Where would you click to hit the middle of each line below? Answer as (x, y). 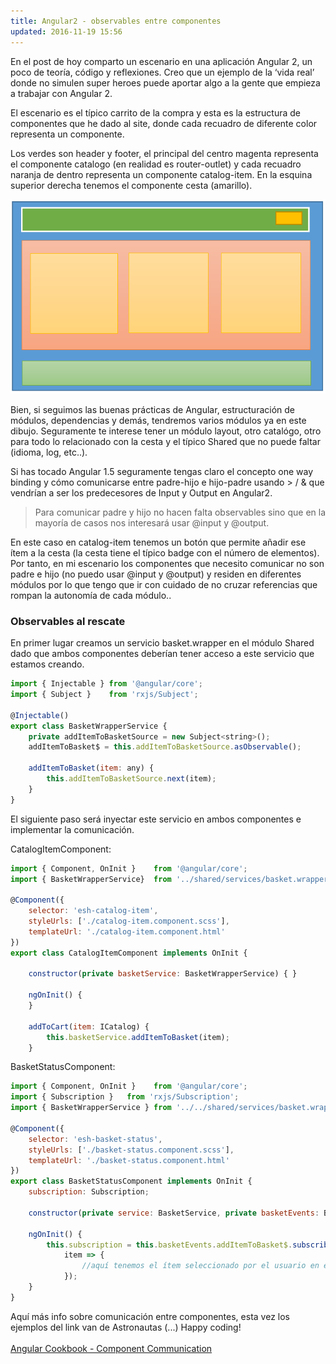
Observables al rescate (68, 621)
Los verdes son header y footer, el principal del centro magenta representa (164, 153)
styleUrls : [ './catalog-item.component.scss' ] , (129, 921)
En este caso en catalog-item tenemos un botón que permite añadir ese (158, 542)
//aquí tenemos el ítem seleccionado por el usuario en (200, 1266)
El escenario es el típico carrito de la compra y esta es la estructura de (156, 112)
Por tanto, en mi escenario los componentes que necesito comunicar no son (167, 563)
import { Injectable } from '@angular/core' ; (106, 684)
